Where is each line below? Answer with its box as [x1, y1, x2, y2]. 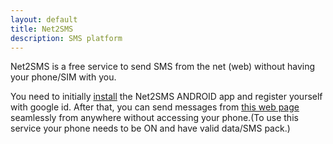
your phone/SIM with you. [10, 71, 117, 83]
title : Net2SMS [10, 24, 74, 34]
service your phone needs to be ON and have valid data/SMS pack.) [10, 122, 291, 135]
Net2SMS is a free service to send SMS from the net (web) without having [10, 61, 316, 73]
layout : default [10, 14, 78, 25]
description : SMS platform [10, 33, 123, 43]
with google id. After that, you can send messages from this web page [10, 101, 300, 113]
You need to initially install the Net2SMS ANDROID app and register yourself [10, 91, 323, 103]
